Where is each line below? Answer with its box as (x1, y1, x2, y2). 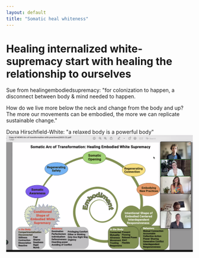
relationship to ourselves (6, 67, 131, 80)
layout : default (6, 9, 46, 15)
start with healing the (65, 54, 173, 68)
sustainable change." (6, 117, 57, 124)
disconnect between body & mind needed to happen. (6, 93, 136, 100)
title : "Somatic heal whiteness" (6, 15, 89, 22)
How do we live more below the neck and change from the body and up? (6, 104, 184, 112)
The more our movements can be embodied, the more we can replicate (6, 111, 180, 118)
